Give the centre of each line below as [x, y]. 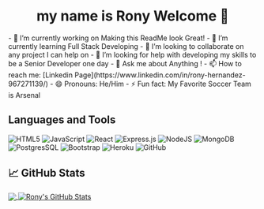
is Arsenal [25, 95]
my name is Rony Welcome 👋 [133, 16]
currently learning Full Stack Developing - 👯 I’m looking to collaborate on [126, 46]
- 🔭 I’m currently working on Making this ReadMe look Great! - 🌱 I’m [118, 38]
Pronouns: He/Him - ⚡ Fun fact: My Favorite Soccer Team [158, 84]
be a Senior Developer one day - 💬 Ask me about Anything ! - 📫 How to [125, 63]
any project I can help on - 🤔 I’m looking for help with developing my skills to [132, 54]
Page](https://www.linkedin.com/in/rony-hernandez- [160, 75]
